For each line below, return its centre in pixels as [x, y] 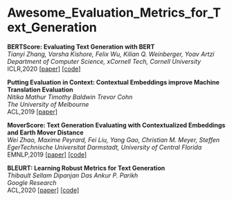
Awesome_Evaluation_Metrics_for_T [114, 13]
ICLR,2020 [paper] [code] [44, 69]
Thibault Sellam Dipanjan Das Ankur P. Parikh [73, 175]
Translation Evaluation [40, 89]
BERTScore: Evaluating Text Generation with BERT [81, 46]
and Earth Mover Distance [46, 132]
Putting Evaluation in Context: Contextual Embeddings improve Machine [114, 82]
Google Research [32, 182]
